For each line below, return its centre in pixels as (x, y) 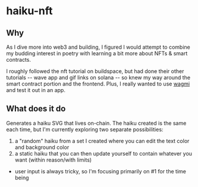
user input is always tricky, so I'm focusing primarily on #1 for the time (100, 171)
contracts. (19, 60)
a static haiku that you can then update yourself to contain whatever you (103, 153)
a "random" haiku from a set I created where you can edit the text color (102, 141)
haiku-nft (29, 11)
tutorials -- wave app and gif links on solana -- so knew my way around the (98, 77)
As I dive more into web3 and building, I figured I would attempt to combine (98, 47)
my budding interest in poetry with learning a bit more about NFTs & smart (97, 53)
